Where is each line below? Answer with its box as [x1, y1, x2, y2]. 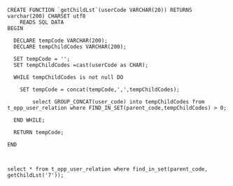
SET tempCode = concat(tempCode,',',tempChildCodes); [20, 86, 180, 93]
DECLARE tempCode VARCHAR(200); [13, 37, 108, 44]
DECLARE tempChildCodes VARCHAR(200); [13, 43, 127, 50]
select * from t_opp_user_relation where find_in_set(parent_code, [7, 166, 209, 173]
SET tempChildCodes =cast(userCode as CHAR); [13, 62, 149, 69]
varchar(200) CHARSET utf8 [7, 13, 86, 20]
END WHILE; [13, 117, 45, 124]
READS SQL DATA [20, 19, 64, 26]
